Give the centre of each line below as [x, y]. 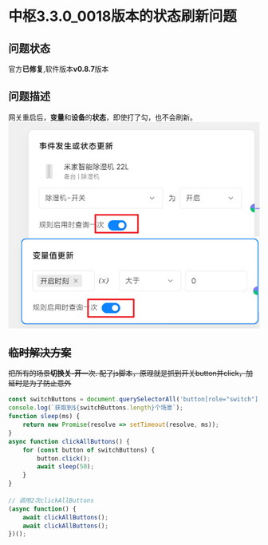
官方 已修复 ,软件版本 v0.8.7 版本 [59, 69]
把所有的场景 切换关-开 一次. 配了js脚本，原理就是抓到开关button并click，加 [131, 373]
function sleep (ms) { [44, 417]
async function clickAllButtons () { [69, 441]
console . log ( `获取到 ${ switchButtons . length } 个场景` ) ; [96, 408]
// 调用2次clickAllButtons [51, 500]
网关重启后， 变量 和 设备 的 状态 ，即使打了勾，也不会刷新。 [102, 117]
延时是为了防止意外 [40, 383]
